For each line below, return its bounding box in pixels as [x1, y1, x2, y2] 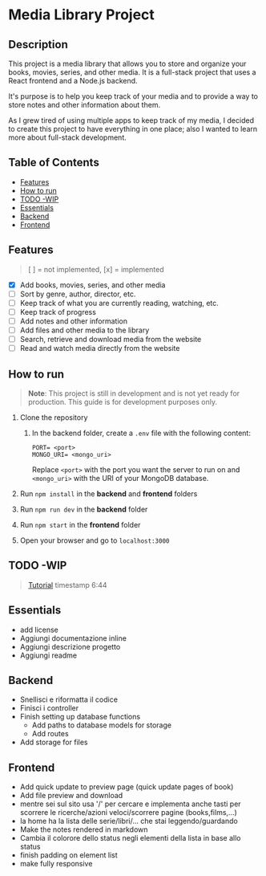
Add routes [31, 729, 70, 739]
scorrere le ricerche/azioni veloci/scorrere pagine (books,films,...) [19, 808, 238, 817]
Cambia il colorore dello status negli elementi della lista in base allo [19, 833, 241, 843]
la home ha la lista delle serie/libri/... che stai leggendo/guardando [19, 817, 238, 826]
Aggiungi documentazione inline [19, 633, 127, 643]
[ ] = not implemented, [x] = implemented [27, 264, 164, 274]
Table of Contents [8, 156, 100, 169]
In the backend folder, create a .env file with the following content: [31, 428, 251, 438]
